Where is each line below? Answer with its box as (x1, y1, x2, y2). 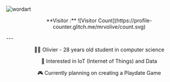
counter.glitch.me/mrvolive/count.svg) (53, 24, 146, 30)
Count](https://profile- (98, 17, 152, 24)
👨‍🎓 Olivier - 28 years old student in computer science (34, 46, 165, 53)
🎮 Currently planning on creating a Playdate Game (37, 70, 161, 76)
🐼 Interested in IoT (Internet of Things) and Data (41, 58, 158, 64)
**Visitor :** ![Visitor (46, 17, 97, 24)
